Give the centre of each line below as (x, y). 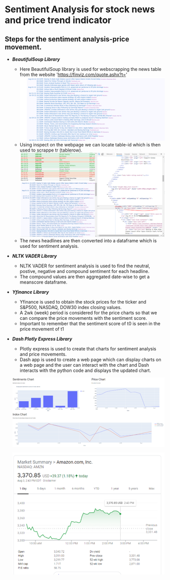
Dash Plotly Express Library (42, 339)
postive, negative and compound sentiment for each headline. (84, 271)
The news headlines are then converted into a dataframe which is (88, 240)
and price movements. (43, 354)
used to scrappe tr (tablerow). (51, 150)
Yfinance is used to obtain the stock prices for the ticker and (83, 301)
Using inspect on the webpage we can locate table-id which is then (90, 144)
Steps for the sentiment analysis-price (67, 39)
